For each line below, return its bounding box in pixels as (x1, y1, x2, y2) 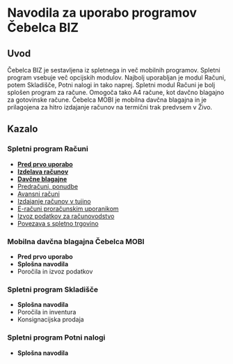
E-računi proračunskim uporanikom (17, 204, 120, 213)
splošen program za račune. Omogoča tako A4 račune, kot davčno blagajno (7, 89, 225, 96)
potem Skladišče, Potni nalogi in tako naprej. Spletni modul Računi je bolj (7, 81, 216, 89)
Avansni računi (17, 190, 61, 198)
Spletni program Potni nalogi (7, 333, 106, 342)
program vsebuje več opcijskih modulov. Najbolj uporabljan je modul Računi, (7, 73, 226, 82)
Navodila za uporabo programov (7, 5, 197, 21)
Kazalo (7, 123, 38, 135)
